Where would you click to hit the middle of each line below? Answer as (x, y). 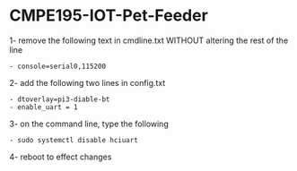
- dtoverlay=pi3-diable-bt (60, 99)
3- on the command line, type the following (89, 124)
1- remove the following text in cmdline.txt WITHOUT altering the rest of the (149, 40)
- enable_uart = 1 (44, 107)
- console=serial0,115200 (57, 66)
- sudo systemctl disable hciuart (74, 140)
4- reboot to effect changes (61, 157)
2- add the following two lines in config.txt (87, 82)
